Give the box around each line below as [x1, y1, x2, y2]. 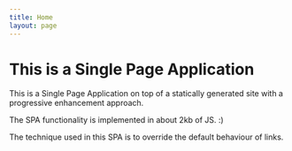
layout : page [9, 21, 58, 30]
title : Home [9, 12, 53, 22]
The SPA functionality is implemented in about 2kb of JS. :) [9, 115, 224, 125]
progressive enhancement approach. [9, 98, 144, 109]
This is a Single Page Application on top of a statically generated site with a [9, 88, 283, 99]
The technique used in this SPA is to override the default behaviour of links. [9, 132, 284, 142]
